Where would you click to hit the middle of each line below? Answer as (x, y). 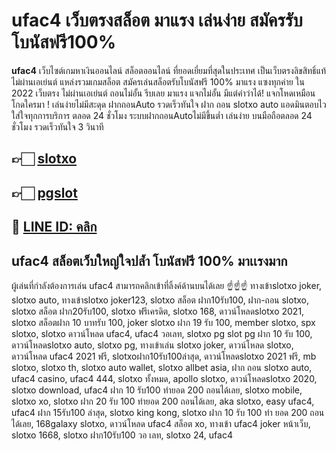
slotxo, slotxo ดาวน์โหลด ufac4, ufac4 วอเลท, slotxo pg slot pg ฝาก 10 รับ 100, (162, 333)
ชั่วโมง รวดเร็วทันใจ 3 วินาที (57, 126)
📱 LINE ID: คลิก (54, 227)
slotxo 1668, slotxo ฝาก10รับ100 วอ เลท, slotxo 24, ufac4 (122, 435)
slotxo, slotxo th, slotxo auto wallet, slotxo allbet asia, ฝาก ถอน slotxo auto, (162, 367)
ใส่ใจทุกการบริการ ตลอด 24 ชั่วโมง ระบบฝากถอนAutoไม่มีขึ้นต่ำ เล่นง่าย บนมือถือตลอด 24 (162, 115)
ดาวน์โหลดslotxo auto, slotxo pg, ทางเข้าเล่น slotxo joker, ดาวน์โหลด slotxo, (152, 345)
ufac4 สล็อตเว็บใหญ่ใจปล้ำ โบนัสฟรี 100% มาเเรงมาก (149, 260)
